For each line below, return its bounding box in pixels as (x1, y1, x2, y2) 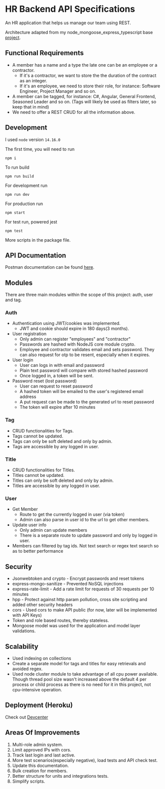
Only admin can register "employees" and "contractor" (19, 336, 131, 342)
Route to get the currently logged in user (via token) (19, 511, 125, 517)
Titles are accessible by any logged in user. (12, 483, 100, 489)
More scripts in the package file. (5, 237, 71, 243)
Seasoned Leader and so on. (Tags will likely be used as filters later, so (12, 99, 157, 105)
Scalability (5, 642, 38, 650)
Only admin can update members (19, 527, 88, 533)
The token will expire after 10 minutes (19, 404, 96, 410)
